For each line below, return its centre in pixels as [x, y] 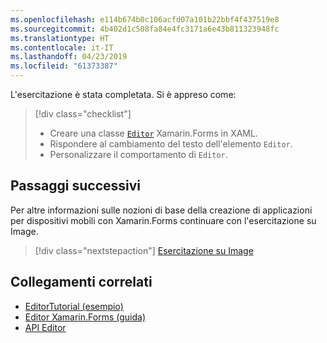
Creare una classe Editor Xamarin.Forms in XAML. [153, 133]
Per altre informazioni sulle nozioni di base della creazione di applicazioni [161, 210]
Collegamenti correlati [81, 282]
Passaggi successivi [76, 186]
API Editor [45, 327]
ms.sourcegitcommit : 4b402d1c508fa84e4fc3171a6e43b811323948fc [145, 29]
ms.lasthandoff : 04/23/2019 [69, 57]
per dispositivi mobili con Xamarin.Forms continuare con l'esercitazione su [163, 220]
